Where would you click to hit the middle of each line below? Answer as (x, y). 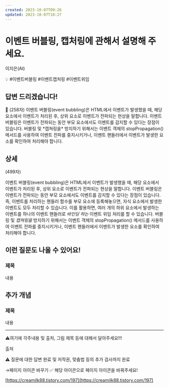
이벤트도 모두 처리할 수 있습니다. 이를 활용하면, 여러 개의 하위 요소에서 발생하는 (82, 208)
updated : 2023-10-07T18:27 (33, 15)
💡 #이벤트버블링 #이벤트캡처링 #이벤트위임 (47, 79)
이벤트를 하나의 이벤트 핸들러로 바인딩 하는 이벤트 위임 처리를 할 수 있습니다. (80, 214)
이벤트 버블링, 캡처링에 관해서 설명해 (76, 41)
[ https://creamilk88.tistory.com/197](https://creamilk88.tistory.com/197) (79, 380)
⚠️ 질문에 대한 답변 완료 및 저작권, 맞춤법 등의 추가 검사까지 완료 (68, 360)
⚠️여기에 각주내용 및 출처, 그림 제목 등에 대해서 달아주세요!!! (64, 338)
